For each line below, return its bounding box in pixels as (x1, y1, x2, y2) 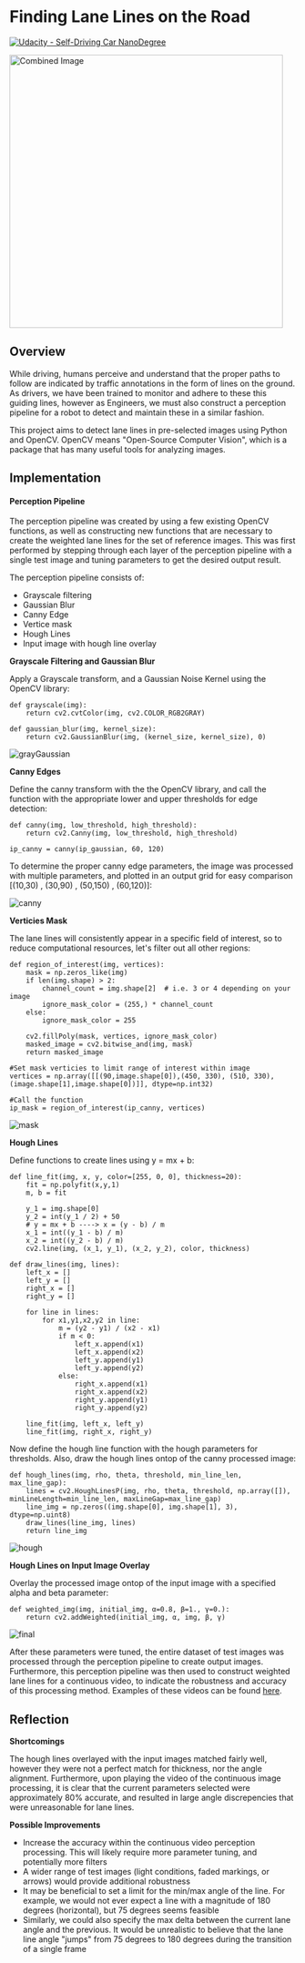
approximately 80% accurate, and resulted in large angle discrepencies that (9, 1792, 294, 1804)
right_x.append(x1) (74, 1379, 148, 1389)
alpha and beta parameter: (9, 1587, 109, 1599)
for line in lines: (25, 1308, 100, 1317)
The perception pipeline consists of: (9, 572, 145, 584)
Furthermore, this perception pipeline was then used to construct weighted (9, 1666, 290, 1677)
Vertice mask (22, 619, 73, 630)
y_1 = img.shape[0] (25, 1205, 100, 1214)
